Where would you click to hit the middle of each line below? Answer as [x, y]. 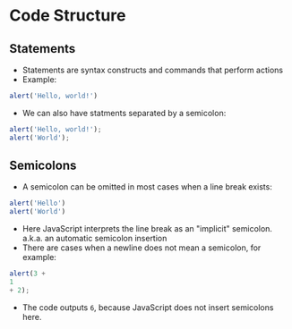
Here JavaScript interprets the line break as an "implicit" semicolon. [147, 229]
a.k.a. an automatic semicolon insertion [94, 239]
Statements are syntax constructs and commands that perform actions [153, 70]
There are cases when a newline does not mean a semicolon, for [142, 248]
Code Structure [68, 16]
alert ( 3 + [28, 274]
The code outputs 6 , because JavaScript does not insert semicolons [148, 307]
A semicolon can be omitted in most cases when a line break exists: [147, 187]
